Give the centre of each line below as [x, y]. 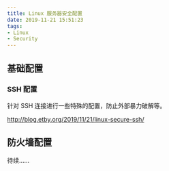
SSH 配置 [22, 90]
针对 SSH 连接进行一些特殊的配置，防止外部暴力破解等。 [87, 105]
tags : [15, 26]
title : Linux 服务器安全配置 [45, 13]
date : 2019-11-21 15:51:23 [45, 20]
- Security [22, 39]
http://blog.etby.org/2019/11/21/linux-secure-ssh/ [76, 119]
